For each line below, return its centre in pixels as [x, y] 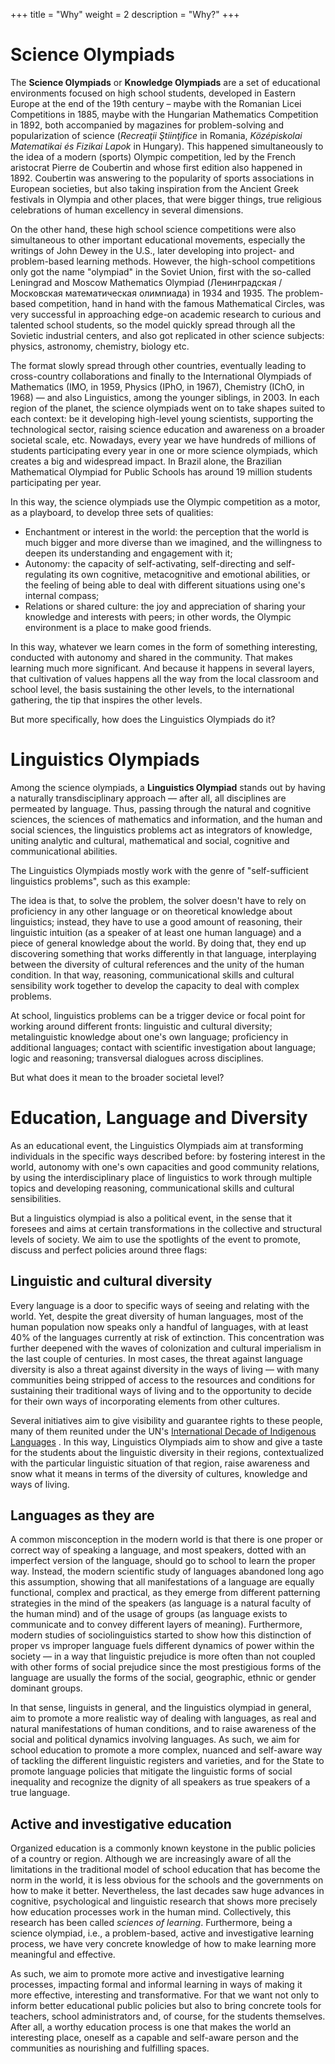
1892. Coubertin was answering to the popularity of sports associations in [162, 178]
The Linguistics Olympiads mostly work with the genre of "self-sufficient [159, 870]
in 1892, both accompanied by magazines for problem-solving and [147, 125]
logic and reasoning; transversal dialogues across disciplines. [137, 1058]
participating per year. [56, 482]
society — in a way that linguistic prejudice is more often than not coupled [163, 1656]
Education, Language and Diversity [159, 1118]
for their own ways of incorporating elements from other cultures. [145, 1401]
